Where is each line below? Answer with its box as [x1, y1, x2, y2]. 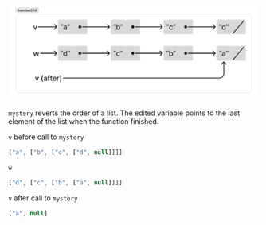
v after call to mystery [8, 193, 78, 203]
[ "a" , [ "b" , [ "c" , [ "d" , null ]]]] [8, 148, 123, 157]
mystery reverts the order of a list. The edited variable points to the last [8, 108, 241, 118]
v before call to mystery [8, 132, 84, 142]
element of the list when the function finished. [8, 116, 159, 126]
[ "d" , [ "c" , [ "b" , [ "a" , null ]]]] [8, 179, 123, 187]
